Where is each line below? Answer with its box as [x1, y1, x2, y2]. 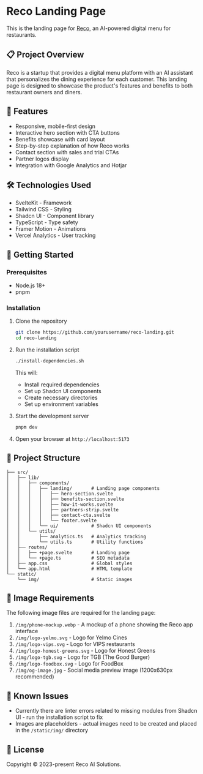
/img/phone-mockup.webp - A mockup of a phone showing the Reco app [15, 621, 193, 628]
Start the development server [15, 412, 90, 419]
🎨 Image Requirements [6, 593, 95, 604]
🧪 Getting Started [6, 249, 74, 260]
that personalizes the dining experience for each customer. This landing [6, 75, 188, 83]
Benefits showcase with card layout [15, 135, 105, 143]
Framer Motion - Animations [15, 225, 86, 233]
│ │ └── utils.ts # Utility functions [6, 539, 144, 545]
